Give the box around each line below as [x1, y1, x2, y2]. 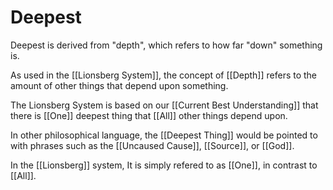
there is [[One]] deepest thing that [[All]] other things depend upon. [10, 109, 288, 121]
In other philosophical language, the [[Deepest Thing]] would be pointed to [10, 129, 318, 141]
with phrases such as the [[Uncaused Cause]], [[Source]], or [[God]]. [10, 139, 295, 151]
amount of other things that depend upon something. [10, 79, 229, 91]
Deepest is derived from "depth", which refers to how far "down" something [10, 39, 323, 51]
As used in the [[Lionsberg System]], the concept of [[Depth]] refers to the [10, 69, 318, 81]
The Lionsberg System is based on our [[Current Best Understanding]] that [10, 99, 319, 111]
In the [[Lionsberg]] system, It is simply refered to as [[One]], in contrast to [10, 159, 318, 171]
